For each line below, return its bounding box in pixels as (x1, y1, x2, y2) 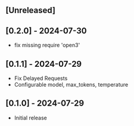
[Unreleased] (5, 5, 56, 16)
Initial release (14, 114, 47, 121)
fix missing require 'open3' (14, 42, 80, 49)
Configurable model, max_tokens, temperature (14, 81, 129, 88)
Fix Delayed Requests (14, 75, 68, 82)
